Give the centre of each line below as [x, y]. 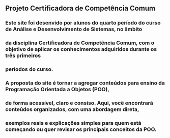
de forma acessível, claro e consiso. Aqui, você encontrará [79, 103]
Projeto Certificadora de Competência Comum [80, 8]
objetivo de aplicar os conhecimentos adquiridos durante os [81, 49]
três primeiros [23, 56]
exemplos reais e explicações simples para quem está [73, 123]
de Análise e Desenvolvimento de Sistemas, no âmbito [74, 29]
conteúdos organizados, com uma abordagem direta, [72, 109]
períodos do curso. [29, 69]
